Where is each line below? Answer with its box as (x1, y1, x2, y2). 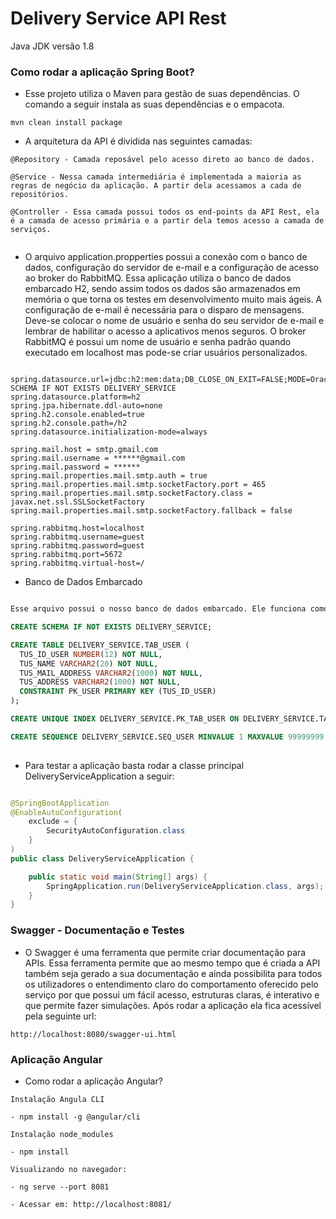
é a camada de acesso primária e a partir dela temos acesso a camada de (10, 216, 325, 226)
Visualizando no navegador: (10, 1164, 128, 1174)
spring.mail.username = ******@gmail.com (10, 453, 186, 464)
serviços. (10, 225, 52, 235)
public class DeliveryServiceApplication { (10, 853, 195, 864)
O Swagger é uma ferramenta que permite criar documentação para (24, 946, 307, 958)
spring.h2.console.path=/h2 (10, 418, 128, 429)
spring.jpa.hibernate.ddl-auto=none (10, 401, 163, 411)
